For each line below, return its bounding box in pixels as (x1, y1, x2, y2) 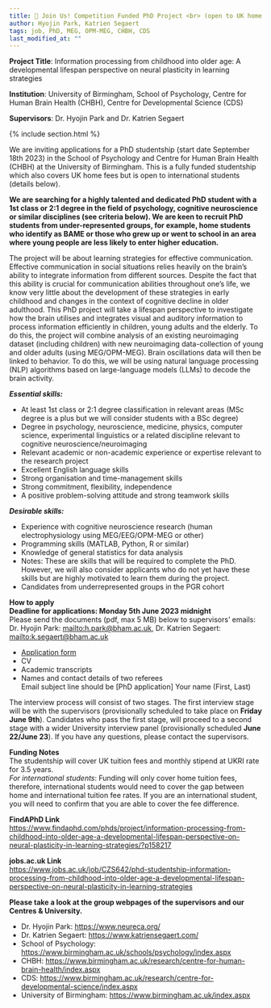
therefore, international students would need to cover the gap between (9, 782, 244, 792)
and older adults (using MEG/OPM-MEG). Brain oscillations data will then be (9, 348, 261, 358)
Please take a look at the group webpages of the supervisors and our (9, 897, 244, 907)
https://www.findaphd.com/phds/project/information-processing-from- (9, 823, 246, 833)
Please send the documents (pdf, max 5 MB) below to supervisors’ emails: (9, 615, 256, 624)
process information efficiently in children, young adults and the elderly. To (9, 322, 259, 332)
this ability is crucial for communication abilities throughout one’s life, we (9, 279, 251, 289)
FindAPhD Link (9, 815, 60, 825)
